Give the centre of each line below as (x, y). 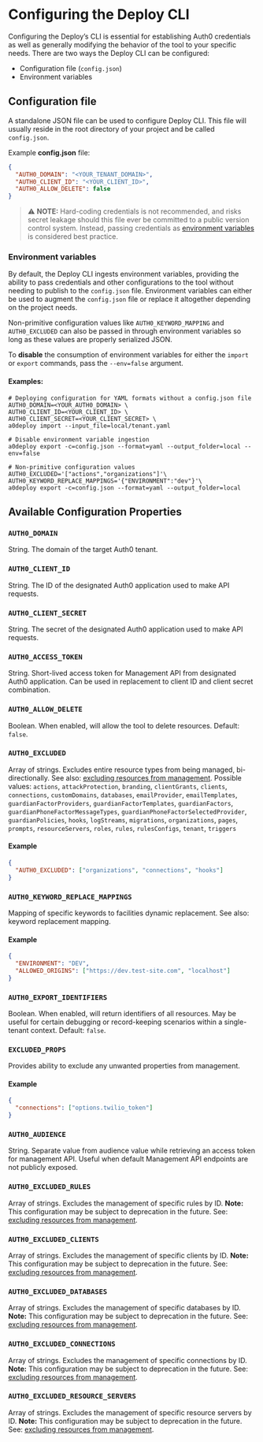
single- (235, 1022)
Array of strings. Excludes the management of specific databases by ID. (125, 1308)
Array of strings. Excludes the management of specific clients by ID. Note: (129, 1255)
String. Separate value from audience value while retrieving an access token (132, 1151)
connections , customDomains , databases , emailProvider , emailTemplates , (123, 795)
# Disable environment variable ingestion (79, 439)
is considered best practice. (72, 237)
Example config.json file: (49, 152)
